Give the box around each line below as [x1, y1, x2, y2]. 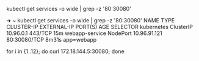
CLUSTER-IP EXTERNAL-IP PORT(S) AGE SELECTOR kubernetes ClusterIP [6, 24, 194, 30]
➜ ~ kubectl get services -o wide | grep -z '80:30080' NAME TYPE [6, 17, 175, 24]
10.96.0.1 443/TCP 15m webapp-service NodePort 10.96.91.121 [6, 30, 163, 37]
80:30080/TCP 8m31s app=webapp [6, 36, 97, 43]
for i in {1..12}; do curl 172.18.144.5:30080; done [6, 48, 125, 55]
